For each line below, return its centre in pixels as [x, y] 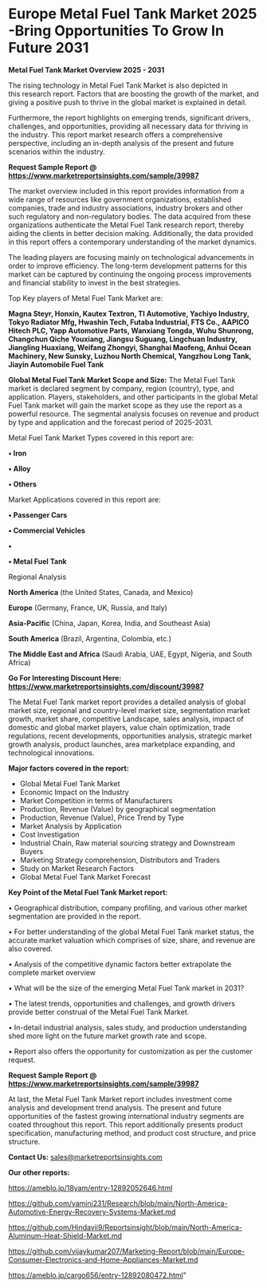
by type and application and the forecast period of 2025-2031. [111, 422]
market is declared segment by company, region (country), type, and [121, 388]
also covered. [31, 948]
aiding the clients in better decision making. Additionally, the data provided [131, 233]
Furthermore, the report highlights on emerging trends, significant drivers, [130, 117]
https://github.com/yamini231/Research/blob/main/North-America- [118, 1203]
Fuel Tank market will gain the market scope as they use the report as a [126, 405]
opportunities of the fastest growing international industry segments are [126, 1116]
